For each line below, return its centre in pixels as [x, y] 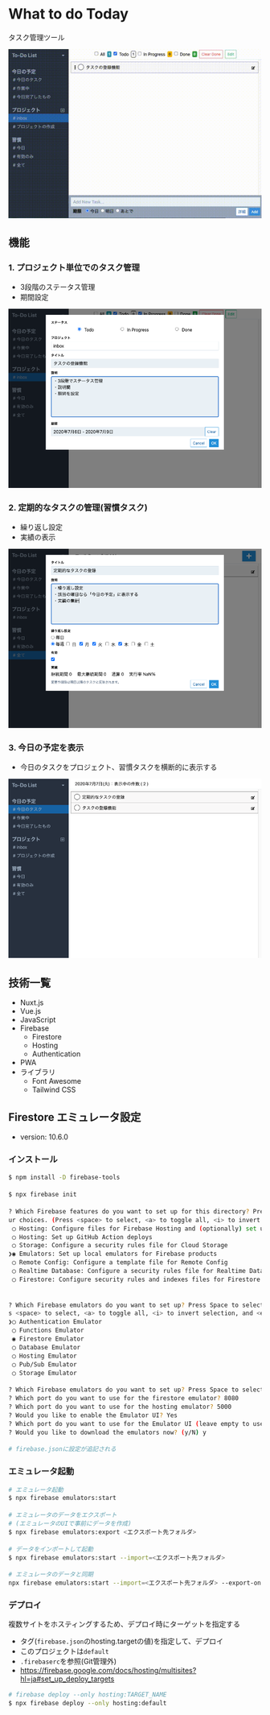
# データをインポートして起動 [51, 1549]
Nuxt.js [32, 1002]
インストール [33, 1159]
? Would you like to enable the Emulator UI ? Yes [93, 1415]
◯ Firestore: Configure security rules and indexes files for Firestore [136, 1279]
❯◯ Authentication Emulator [55, 1322]
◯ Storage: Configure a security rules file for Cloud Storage [120, 1246]
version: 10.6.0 [44, 1137]
